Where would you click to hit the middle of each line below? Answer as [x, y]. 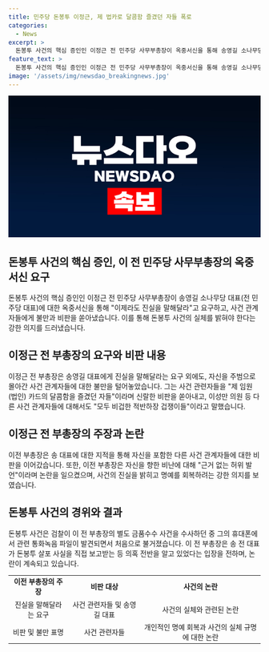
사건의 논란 [201, 587]
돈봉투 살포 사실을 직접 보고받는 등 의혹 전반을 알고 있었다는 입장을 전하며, [132, 553]
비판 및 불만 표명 [38, 632]
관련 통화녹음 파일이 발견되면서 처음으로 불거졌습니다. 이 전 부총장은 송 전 [131, 543]
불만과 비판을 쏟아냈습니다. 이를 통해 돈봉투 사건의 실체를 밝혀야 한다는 [146, 318]
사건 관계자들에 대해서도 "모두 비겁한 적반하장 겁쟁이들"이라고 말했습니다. [131, 406]
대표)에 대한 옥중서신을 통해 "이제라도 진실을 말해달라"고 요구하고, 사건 [133, 308]
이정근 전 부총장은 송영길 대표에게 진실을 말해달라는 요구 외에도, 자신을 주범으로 [132, 376]
